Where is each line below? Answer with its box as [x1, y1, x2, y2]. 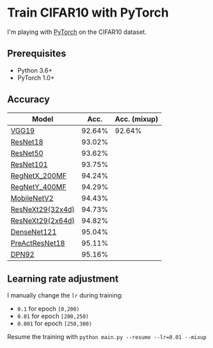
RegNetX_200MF [10, 171, 67, 181]
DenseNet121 [10, 227, 57, 237]
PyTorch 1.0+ [17, 73, 55, 82]
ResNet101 [10, 159, 48, 169]
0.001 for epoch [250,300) [17, 320, 92, 328]
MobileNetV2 [10, 193, 54, 203]
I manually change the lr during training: [7, 291, 123, 300]
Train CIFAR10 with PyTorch [7, 5, 169, 21]
